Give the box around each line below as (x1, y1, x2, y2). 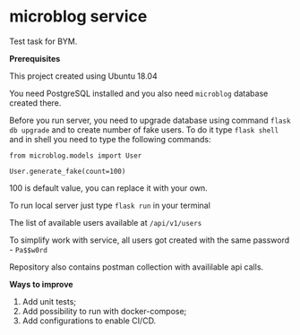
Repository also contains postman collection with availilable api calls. (9, 262, 264, 272)
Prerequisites (9, 53, 61, 64)
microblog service (9, 6, 148, 27)
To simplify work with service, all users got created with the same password (9, 235, 290, 245)
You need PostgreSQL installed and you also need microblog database (9, 88, 269, 99)
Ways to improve (9, 279, 73, 289)
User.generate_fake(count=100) (9, 167, 126, 176)
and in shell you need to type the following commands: (9, 133, 212, 144)
